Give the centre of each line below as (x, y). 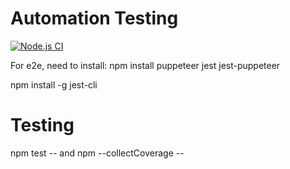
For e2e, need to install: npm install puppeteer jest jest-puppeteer (145, 65)
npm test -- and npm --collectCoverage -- (97, 153)
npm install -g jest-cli (54, 84)
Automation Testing (94, 18)
